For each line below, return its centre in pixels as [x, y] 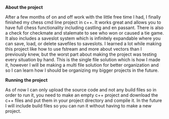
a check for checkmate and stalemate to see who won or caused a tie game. [84, 33]
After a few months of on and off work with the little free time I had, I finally [83, 17]
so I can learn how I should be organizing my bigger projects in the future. [82, 70]
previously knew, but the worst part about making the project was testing [81, 54]
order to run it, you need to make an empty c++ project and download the [82, 95]
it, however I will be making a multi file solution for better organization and [82, 65]
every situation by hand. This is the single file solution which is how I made [83, 59]
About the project [24, 7]
